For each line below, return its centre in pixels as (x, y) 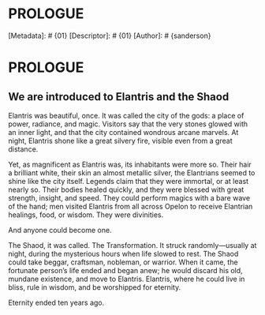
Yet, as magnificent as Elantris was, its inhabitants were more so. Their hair (130, 164)
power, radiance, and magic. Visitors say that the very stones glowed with (128, 124)
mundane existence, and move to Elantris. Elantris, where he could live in (127, 279)
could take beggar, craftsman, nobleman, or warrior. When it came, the (123, 262)
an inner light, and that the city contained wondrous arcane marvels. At (123, 132)
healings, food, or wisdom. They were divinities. (86, 215)
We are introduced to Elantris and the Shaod (119, 97)
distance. (23, 149)
